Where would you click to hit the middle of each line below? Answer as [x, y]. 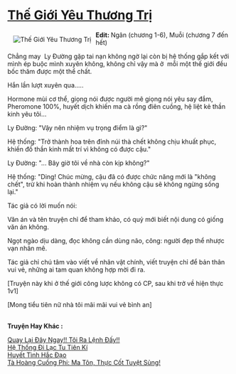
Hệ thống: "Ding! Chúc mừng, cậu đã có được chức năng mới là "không [112, 176]
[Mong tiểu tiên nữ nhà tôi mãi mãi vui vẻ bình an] [80, 304]
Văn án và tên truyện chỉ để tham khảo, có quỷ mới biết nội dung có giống [116, 219]
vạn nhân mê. [27, 248]
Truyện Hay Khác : [35, 326]
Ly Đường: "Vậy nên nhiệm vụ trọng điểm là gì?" [77, 127]
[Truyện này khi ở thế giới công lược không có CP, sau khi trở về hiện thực [116, 283]
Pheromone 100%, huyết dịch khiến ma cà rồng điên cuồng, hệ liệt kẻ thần [117, 106]
